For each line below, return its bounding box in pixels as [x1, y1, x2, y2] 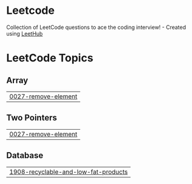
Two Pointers [6, 113, 58, 123]
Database [6, 150, 44, 160]
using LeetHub [6, 30, 43, 37]
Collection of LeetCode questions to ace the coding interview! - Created [6, 24, 187, 31]
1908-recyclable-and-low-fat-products [9, 167, 128, 176]
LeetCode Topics [6, 51, 94, 65]
